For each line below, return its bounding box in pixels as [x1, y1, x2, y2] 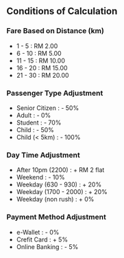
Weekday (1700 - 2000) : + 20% [16, 188, 108, 196]
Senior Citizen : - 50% [16, 103, 79, 112]
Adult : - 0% [16, 111, 51, 119]
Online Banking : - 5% [16, 242, 79, 250]
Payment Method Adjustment [6, 213, 107, 222]
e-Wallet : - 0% [16, 228, 60, 236]
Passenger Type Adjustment [6, 88, 103, 98]
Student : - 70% [16, 118, 62, 127]
